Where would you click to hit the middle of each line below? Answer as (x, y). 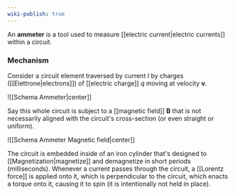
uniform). (21, 126)
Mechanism (28, 60)
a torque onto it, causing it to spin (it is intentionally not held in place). (109, 184)
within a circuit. (29, 42)
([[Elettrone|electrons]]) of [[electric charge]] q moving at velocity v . (107, 83)
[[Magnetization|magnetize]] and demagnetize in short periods (99, 161)
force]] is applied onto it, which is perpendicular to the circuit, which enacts (118, 176)
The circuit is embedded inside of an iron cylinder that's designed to (107, 153)
